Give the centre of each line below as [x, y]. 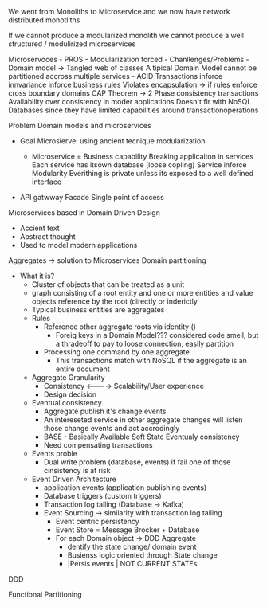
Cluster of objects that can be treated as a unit [108, 284]
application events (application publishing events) [125, 488]
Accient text [39, 228]
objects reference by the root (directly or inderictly [114, 301]
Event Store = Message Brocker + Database [128, 530]
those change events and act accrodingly [112, 428]
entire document [82, 369]
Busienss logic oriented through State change [142, 555]
